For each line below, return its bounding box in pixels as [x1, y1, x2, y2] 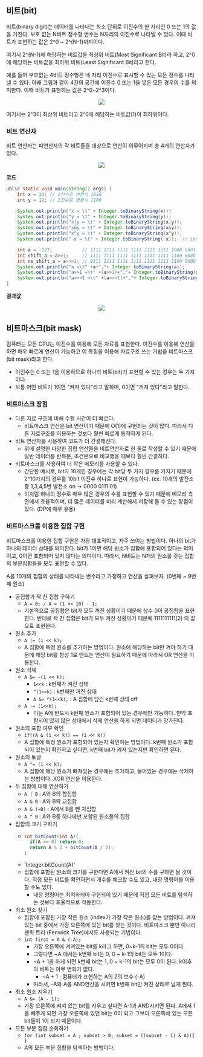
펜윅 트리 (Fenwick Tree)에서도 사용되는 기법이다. [24, 929, 143, 936]
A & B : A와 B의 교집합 [24, 797, 77, 805]
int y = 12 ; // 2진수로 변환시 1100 [17, 197, 101, 203]
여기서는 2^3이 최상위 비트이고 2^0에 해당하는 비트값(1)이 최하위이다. [6, 111, 169, 118]
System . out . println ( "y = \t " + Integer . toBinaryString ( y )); [17, 213, 172, 219]
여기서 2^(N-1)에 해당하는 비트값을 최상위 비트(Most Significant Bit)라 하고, [6, 51, 185, 58]
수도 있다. [30, 884, 53, 891]
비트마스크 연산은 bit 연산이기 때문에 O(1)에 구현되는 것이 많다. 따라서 [24, 422, 187, 430]
